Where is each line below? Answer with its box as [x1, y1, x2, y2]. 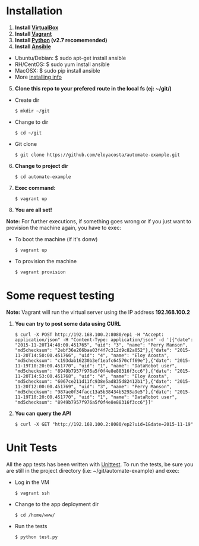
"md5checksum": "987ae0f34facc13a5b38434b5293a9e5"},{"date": [14, 389, 172, 395]
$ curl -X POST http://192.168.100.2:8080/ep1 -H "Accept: [14, 332, 165, 338]
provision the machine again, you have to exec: [6, 224, 122, 231]
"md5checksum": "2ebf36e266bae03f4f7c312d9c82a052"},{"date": [14, 347, 172, 353]
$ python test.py [14, 534, 58, 540]
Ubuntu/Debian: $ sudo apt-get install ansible [14, 54, 127, 61]
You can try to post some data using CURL [14, 320, 121, 327]
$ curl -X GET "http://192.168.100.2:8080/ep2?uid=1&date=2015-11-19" [14, 421, 194, 427]
